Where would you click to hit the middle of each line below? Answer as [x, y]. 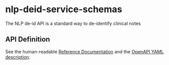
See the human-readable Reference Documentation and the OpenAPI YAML [84, 51]
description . [18, 57]
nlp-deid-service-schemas [64, 9]
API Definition [28, 39]
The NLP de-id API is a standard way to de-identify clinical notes [73, 23]
